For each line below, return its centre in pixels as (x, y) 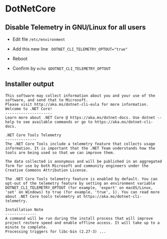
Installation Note (24, 209)
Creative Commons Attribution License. (47, 170)
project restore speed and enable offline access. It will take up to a (82, 223)
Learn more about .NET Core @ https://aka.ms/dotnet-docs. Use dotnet (80, 117)
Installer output (29, 84)
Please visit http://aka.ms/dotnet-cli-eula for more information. (77, 104)
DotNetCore (30, 9)
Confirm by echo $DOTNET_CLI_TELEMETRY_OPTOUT (61, 68)
